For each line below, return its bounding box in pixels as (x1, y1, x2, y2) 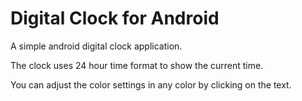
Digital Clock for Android (10, 7, 220, 30)
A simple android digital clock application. (10, 40, 183, 52)
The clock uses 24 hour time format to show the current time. (10, 59, 264, 71)
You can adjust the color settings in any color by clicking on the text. (10, 78, 292, 91)
